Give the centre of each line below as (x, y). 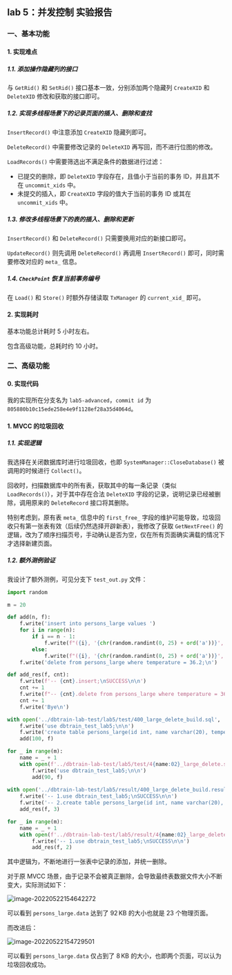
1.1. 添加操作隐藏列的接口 (42, 69)
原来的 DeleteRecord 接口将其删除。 (81, 502)
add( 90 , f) (48, 777)
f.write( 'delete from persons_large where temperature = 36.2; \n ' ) (118, 662)
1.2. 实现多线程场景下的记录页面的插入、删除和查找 (80, 114)
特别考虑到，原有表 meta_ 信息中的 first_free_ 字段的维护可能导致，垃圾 (111, 517)
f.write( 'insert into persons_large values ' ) (88, 624)
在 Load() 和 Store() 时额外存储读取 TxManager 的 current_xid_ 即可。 (106, 297)
